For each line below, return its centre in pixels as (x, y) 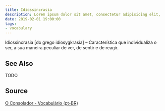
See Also (19, 63)
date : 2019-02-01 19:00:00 (33, 19)
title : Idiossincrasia (28, 10)
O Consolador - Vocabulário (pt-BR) (42, 103)
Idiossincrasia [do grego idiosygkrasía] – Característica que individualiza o (81, 42)
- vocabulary (19, 28)
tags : (11, 24)
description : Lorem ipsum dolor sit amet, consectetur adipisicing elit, (83, 14)
